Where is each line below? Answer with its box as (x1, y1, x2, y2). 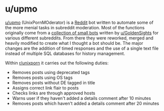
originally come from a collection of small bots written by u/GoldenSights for (5, 30, 159, 36)
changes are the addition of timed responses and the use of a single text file (5, 45, 159, 51)
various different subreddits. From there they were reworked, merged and (5, 35, 153, 41)
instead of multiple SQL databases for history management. (5, 50, 125, 56)
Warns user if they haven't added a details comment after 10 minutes (12, 95, 151, 101)
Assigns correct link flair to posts (12, 85, 79, 91)
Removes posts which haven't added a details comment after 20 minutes (12, 100, 159, 106)
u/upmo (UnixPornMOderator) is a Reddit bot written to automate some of (5, 19, 154, 25)
